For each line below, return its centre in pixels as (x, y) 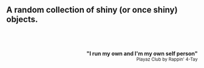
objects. (22, 20)
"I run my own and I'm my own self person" (142, 53)
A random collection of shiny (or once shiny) (92, 10)
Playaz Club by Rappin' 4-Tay (167, 59)
